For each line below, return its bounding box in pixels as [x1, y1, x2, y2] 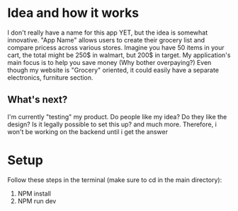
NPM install [17, 189, 52, 198]
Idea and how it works [7, 5, 140, 21]
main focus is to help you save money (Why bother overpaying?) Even [7, 58, 212, 66]
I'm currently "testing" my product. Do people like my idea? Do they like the [7, 112, 227, 121]
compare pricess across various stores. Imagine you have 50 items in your [7, 43, 225, 52]
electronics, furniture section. [7, 73, 93, 82]
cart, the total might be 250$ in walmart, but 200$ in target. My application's [7, 51, 231, 59]
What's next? [7, 94, 68, 106]
